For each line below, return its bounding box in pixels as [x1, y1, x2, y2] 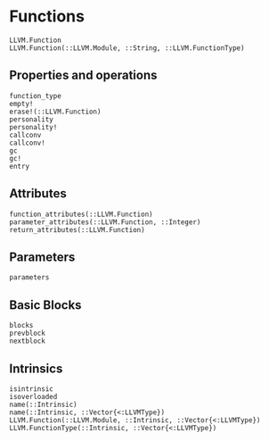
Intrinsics [9, 361, 63, 376]
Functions [9, 6, 85, 27]
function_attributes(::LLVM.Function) [9, 210, 153, 219]
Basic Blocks [9, 297, 82, 312]
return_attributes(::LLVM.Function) [9, 225, 145, 234]
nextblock [9, 337, 46, 345]
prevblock [9, 329, 46, 338]
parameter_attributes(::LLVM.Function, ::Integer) [9, 217, 201, 227]
